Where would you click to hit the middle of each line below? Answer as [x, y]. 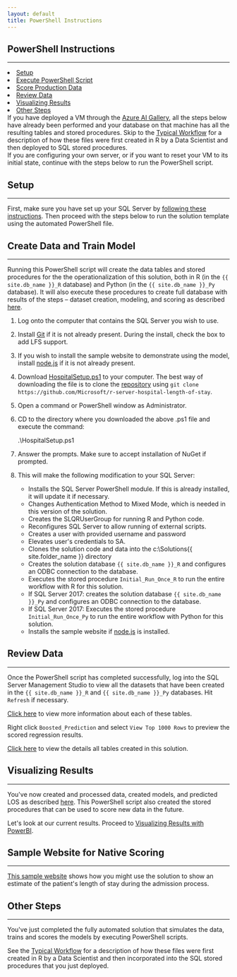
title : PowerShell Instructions [55, 20]
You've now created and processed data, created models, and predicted [113, 794]
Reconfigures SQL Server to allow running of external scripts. [117, 526]
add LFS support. [43, 342]
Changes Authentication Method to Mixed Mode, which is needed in [127, 504]
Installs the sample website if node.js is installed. [99, 631]
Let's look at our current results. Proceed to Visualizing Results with [106, 823]
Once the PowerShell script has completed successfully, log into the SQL [113, 677]
